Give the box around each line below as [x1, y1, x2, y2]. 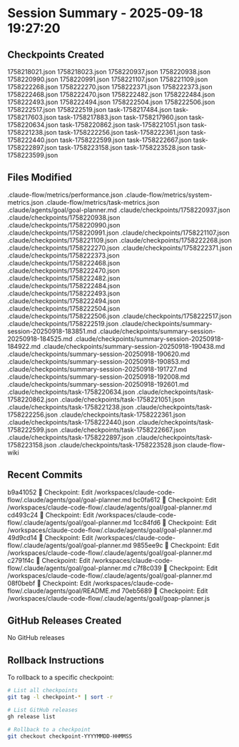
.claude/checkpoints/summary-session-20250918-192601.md [7, 380, 189, 388]
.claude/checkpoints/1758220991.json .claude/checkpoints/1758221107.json [7, 228, 230, 237]
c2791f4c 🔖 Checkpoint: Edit [7, 556, 91, 564]
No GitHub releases [7, 634, 66, 642]
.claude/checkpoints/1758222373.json [7, 251, 120, 260]
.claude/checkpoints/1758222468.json [7, 258, 121, 267]
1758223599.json [7, 151, 59, 159]
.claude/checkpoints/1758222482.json [7, 273, 121, 283]
